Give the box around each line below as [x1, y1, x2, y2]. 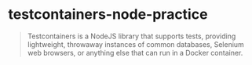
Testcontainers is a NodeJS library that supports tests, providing [27, 31, 236, 41]
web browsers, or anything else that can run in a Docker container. [27, 48, 243, 57]
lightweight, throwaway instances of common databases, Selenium [27, 39, 245, 49]
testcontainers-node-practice [8, 5, 208, 23]
